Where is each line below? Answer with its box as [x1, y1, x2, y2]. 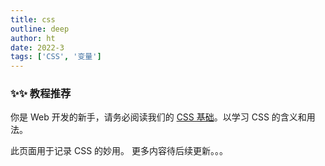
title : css [10, 14, 56, 25]
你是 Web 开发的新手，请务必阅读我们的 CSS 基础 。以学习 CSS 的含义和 [10, 111, 307, 123]
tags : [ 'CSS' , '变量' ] [10, 52, 102, 62]
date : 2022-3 [10, 42, 65, 53]
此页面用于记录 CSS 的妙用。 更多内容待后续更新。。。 [10, 145, 229, 157]
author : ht [10, 33, 56, 43]
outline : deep [10, 24, 70, 34]
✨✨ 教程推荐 [10, 87, 72, 101]
